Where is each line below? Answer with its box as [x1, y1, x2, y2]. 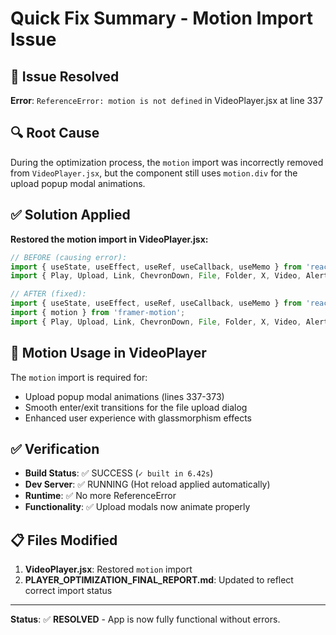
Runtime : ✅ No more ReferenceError [24, 490, 177, 502]
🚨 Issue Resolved [10, 68, 120, 85]
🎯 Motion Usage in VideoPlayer [10, 345, 207, 362]
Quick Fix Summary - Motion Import [10, 7, 313, 30]
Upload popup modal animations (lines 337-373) [24, 390, 225, 402]
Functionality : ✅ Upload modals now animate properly [24, 501, 251, 513]
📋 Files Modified [10, 532, 118, 549]
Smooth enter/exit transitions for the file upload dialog [24, 401, 248, 413]
